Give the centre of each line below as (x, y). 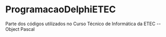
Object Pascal (20, 29)
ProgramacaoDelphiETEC (61, 10)
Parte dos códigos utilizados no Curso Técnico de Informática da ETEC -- (83, 24)
